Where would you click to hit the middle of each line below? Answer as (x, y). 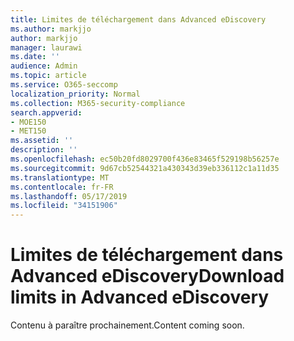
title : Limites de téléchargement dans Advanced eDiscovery (138, 19)
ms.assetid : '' (42, 141)
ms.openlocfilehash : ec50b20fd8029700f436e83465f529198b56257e (145, 159)
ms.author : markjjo (51, 29)
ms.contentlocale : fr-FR (62, 187)
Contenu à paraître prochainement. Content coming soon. (127, 325)
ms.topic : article (48, 76)
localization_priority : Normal (75, 94)
